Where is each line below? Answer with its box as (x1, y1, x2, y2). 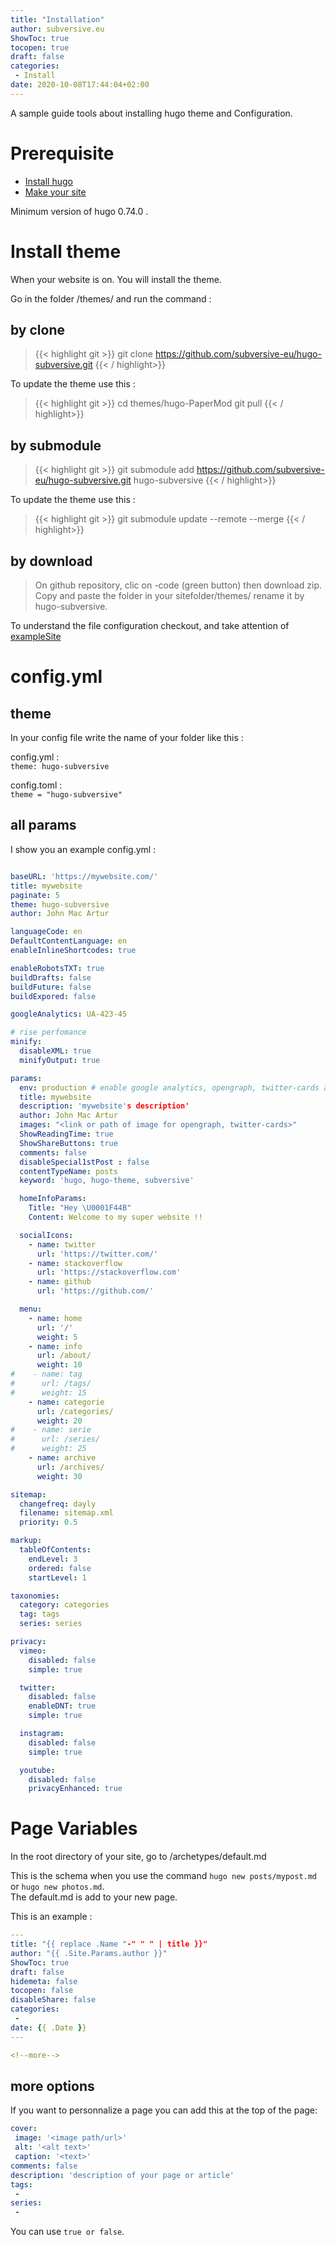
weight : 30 (36, 1471, 83, 1481)
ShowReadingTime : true (19, 1129, 114, 1139)
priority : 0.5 (19, 1517, 78, 1528)
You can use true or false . (10, 2226, 125, 2238)
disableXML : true (19, 1046, 92, 1056)
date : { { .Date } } (10, 2022, 87, 2033)
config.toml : (10, 779, 63, 791)
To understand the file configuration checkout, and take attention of (10, 620, 290, 632)
